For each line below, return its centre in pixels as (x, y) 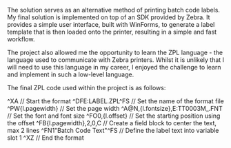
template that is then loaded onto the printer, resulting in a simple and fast (112, 32)
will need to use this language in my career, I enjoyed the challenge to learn (114, 67)
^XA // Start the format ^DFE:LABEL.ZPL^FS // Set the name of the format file (115, 101)
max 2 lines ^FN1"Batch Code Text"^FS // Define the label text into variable (113, 130)
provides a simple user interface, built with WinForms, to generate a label (111, 24)
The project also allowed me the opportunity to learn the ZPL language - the (115, 52)
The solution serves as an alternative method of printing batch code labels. (114, 10)
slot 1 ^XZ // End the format (46, 138)
